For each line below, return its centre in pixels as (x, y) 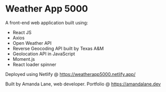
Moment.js (24, 59)
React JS (22, 32)
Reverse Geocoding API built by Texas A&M (58, 48)
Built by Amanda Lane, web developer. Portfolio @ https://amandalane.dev (83, 84)
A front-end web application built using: (47, 23)
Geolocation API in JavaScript (44, 54)
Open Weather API (32, 43)
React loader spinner (35, 64)
